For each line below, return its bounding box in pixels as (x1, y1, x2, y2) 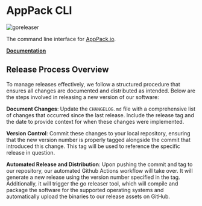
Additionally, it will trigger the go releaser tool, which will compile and (6, 179, 178, 187)
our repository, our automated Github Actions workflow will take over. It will (6, 167, 193, 174)
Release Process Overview (6, 65, 109, 75)
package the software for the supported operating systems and (6, 186, 164, 193)
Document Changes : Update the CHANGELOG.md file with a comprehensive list (6, 105, 196, 112)
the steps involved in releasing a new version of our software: (6, 93, 159, 100)
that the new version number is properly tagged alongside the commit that (6, 136, 191, 143)
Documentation (6, 47, 46, 54)
